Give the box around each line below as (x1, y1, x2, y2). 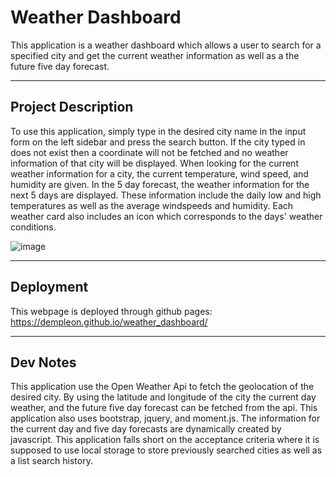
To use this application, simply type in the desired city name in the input (10, 125, 307, 137)
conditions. (10, 221, 57, 233)
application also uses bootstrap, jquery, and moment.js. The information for (10, 412, 321, 425)
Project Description (10, 99, 134, 116)
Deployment (10, 279, 89, 296)
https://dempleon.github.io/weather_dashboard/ (10, 316, 208, 328)
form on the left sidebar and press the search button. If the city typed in (10, 136, 306, 148)
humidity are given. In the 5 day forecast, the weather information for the (10, 178, 310, 190)
